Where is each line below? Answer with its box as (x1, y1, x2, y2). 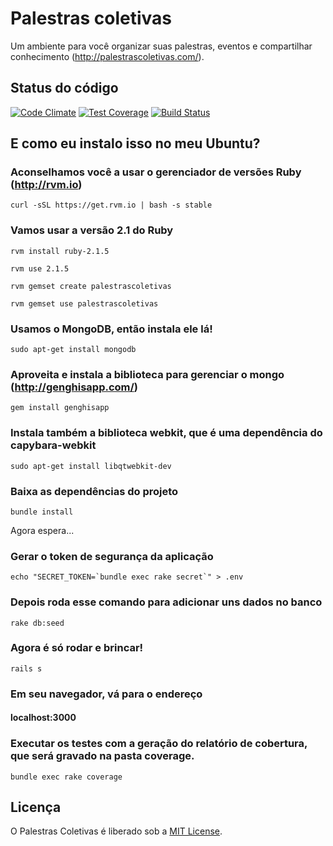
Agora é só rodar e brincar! (10, 641, 144, 655)
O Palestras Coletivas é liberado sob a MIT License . (10, 825, 223, 837)
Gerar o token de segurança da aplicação (10, 549, 214, 563)
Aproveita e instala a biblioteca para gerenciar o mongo (10, 367, 285, 381)
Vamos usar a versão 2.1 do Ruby (10, 223, 174, 237)
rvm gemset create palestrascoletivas (10, 281, 172, 291)
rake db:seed (10, 618, 65, 628)
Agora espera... (10, 524, 75, 536)
